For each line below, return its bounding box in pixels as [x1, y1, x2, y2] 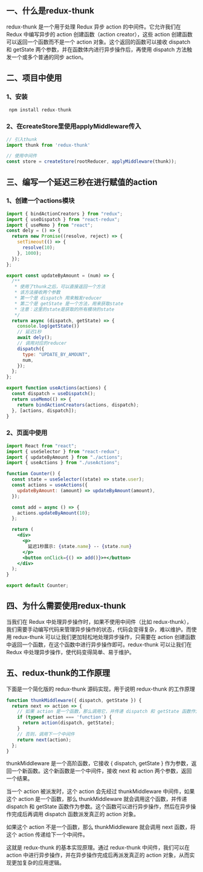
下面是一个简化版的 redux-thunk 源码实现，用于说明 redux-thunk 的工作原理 [6, 685, 195, 692]
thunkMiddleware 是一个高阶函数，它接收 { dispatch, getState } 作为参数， [6, 760, 192, 767]
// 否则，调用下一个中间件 [17, 731, 75, 737]
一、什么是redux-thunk [6, 5, 95, 16]
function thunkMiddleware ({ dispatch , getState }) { [6, 697, 142, 703]
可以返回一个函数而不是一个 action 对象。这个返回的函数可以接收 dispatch [6, 38, 190, 46]
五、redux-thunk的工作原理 [6, 668, 111, 678]
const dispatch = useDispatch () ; [11, 391, 96, 397]
